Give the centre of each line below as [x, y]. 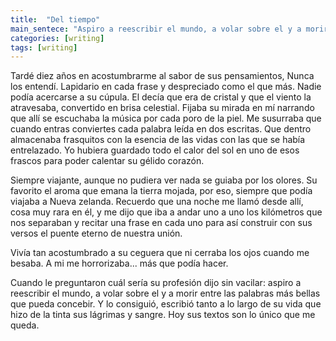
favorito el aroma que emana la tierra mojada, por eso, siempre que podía [161, 191]
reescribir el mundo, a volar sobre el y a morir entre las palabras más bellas [165, 293]
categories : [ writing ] [57, 38]
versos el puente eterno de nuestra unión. [96, 233]
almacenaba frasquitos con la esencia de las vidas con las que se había [158, 140]
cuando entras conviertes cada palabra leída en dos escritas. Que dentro [161, 129]
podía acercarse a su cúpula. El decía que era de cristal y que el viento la [161, 97]
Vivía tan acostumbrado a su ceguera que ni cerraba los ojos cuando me [160, 253]
